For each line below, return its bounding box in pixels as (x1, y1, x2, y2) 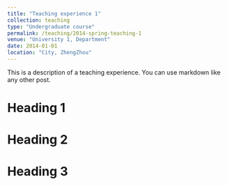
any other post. (7, 75, 51, 84)
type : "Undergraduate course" (7, 23, 96, 30)
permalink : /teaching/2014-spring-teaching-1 (7, 29, 142, 37)
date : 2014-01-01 (7, 42, 58, 49)
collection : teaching (7, 17, 70, 24)
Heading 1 (7, 100, 66, 116)
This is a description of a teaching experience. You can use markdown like (7, 68, 221, 77)
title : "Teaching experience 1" (7, 10, 101, 17)
